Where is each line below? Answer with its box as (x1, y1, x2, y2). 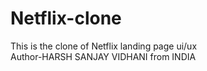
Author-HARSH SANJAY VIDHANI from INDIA (10, 50, 197, 62)
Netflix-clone (10, 7, 122, 30)
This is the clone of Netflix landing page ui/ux (10, 40, 198, 52)
